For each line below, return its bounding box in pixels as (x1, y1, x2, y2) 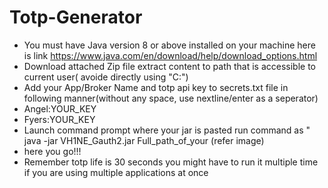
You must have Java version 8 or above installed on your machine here (23, 39, 316, 51)
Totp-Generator (9, 6, 143, 29)
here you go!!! (23, 145, 82, 157)
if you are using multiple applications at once (23, 166, 209, 178)
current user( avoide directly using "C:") (23, 71, 189, 83)
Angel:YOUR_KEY (23, 102, 97, 115)
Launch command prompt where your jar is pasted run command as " (23, 124, 311, 136)
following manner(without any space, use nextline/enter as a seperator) (23, 92, 319, 104)
